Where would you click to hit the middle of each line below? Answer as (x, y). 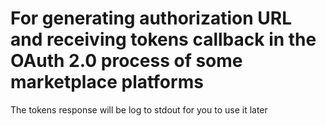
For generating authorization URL (151, 18)
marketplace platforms (107, 82)
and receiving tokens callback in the (163, 39)
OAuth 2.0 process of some (126, 61)
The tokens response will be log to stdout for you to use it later (139, 109)
